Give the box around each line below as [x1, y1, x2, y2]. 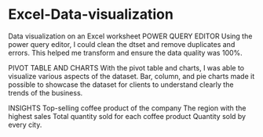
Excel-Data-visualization [8, 5, 174, 23]
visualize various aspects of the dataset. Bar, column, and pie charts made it [8, 71, 255, 81]
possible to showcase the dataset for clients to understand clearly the [8, 80, 234, 89]
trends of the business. [8, 88, 83, 97]
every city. [8, 120, 42, 129]
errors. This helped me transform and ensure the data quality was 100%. [8, 48, 243, 57]
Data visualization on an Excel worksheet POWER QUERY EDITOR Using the [8, 31, 253, 41]
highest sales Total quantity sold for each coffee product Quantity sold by [8, 111, 246, 121]
